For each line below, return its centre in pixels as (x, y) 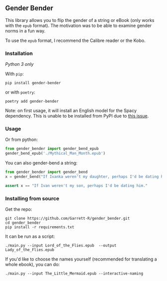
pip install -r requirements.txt (40, 227)
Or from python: (22, 140)
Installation (19, 53)
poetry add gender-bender (32, 102)
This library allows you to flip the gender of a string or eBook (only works (80, 20)
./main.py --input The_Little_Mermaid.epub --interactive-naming (74, 274)
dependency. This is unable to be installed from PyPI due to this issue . (77, 116)
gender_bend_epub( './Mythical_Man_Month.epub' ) (55, 153)
